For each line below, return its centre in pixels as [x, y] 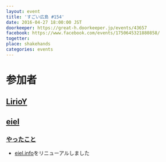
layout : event [23, 11]
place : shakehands [28, 44]
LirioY [17, 102]
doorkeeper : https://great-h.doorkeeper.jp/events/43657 [77, 28]
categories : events [30, 50]
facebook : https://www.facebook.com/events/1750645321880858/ [83, 33]
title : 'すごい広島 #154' [35, 17]
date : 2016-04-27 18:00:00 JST [44, 22]
